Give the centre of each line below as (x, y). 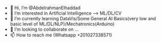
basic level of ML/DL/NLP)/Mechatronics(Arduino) (62, 24)
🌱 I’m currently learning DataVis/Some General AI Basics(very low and (83, 18)
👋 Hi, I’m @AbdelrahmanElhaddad (45, 8)
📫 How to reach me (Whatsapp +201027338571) (61, 35)
